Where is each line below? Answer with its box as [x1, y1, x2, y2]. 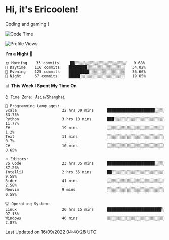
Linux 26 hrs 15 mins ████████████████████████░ [5, 207, 164, 212]
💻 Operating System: [5, 201, 51, 206]
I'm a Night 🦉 [5, 51, 33, 57]
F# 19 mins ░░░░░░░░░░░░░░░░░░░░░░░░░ [5, 125, 164, 130]
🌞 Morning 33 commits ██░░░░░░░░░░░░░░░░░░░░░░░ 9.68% [5, 60, 145, 65]
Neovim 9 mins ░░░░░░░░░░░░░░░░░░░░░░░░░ [5, 187, 164, 193]
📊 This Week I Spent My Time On [5, 82, 77, 89]
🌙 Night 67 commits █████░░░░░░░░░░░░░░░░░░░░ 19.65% [5, 73, 146, 79]
